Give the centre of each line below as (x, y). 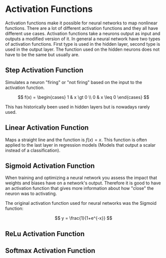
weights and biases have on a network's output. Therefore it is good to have (83, 183)
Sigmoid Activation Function (50, 166)
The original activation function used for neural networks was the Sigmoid (81, 203)
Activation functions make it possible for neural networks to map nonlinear (81, 23)
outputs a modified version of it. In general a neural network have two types (83, 39)
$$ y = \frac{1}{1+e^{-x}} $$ (83, 218)
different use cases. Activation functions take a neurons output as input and (83, 33)
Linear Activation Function (47, 128)
